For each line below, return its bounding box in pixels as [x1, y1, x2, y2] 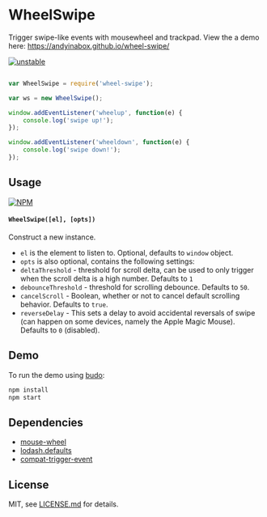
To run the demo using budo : [8, 370, 105, 379]
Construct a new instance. [8, 232, 96, 242]
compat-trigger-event [19, 455, 93, 464]
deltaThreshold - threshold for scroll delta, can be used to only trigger [19, 265, 254, 274]
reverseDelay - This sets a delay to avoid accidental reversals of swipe [19, 307, 256, 317]
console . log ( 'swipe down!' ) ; [23, 146, 121, 155]
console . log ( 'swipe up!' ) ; [23, 116, 114, 125]
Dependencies [8, 415, 83, 430]
